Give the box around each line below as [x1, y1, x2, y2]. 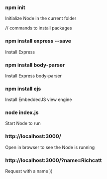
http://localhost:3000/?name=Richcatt [5, 156, 102, 163]
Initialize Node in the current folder [5, 15, 77, 21]
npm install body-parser [5, 61, 65, 68]
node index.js [5, 109, 39, 116]
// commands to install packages [5, 25, 72, 31]
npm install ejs [5, 85, 41, 92]
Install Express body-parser [5, 72, 62, 78]
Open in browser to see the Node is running [5, 144, 95, 150]
